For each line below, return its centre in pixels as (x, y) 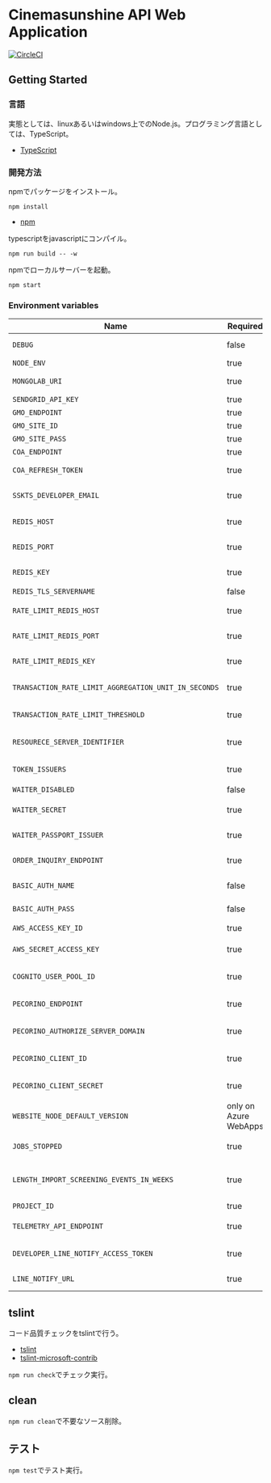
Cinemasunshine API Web (97, 15)
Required (245, 327)
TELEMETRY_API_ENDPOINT (58, 1226)
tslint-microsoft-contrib (59, 1358)
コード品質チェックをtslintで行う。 (66, 1333)
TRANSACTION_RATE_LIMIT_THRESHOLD (79, 715)
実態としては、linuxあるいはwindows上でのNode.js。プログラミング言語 (128, 124)
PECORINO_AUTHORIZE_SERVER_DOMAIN (79, 1031)
